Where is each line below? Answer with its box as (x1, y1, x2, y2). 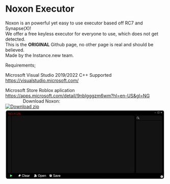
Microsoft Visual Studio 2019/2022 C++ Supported (5, 72, 112, 78)
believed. (5, 47, 24, 53)
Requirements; (5, 62, 36, 68)
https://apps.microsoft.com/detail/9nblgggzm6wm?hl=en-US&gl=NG (5, 93, 150, 99)
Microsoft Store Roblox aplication (5, 87, 75, 93)
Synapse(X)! (5, 25, 32, 31)
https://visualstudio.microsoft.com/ (5, 77, 79, 83)
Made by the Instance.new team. (5, 52, 74, 58)
